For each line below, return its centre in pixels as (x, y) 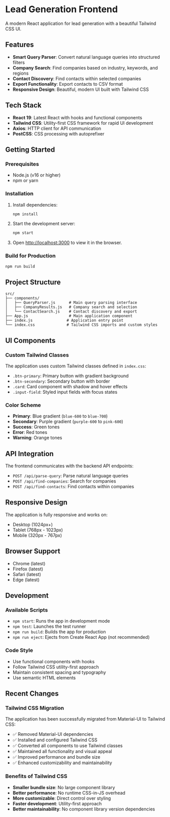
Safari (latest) (27, 574)
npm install (25, 214)
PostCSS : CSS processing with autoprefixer (58, 133)
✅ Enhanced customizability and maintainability (62, 763)
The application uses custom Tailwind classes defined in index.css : (76, 366)
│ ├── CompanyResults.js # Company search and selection (71, 307)
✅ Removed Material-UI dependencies (53, 734)
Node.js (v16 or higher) (37, 175)
